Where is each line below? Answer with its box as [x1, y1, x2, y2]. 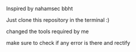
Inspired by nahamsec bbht [6, 5, 73, 12]
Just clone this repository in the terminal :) [6, 17, 110, 23]
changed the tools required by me [6, 28, 89, 35]
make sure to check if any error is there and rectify [6, 40, 131, 46]
